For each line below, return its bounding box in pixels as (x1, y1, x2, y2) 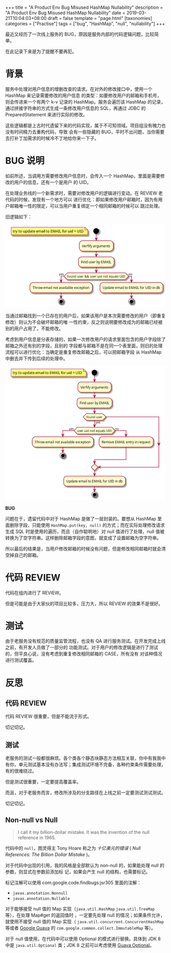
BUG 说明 (5, 155, 45, 166)
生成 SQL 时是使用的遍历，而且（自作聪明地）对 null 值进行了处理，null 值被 (5, 528, 164, 534)
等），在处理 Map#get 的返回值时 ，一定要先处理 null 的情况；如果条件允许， (5, 912, 165, 918)
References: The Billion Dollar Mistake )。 (5, 851, 93, 857)
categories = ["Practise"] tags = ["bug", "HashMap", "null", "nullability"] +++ (5, 20, 165, 27)
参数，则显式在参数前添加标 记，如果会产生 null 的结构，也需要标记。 (5, 869, 151, 875)
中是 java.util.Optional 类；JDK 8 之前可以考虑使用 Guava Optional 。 (5, 942, 154, 948)
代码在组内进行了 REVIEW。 (5, 589, 64, 595)
